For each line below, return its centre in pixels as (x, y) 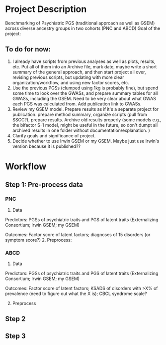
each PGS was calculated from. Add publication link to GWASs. (77, 104)
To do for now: (28, 49)
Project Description (46, 9)
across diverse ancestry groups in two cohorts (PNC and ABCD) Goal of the (83, 28)
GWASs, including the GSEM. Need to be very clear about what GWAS (84, 98)
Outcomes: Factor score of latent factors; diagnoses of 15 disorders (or (78, 234)
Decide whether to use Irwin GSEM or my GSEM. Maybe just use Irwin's (86, 141)
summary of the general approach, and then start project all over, (79, 72)
